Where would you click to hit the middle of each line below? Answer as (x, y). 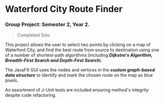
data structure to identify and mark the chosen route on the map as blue (79, 75)
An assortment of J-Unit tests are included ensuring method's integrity (77, 90)
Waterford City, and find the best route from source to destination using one (82, 50)
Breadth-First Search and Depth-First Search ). (54, 61)
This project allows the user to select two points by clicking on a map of (78, 45)
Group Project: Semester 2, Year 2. (48, 25)
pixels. (12, 80)
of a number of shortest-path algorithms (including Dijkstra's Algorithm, (79, 55)
